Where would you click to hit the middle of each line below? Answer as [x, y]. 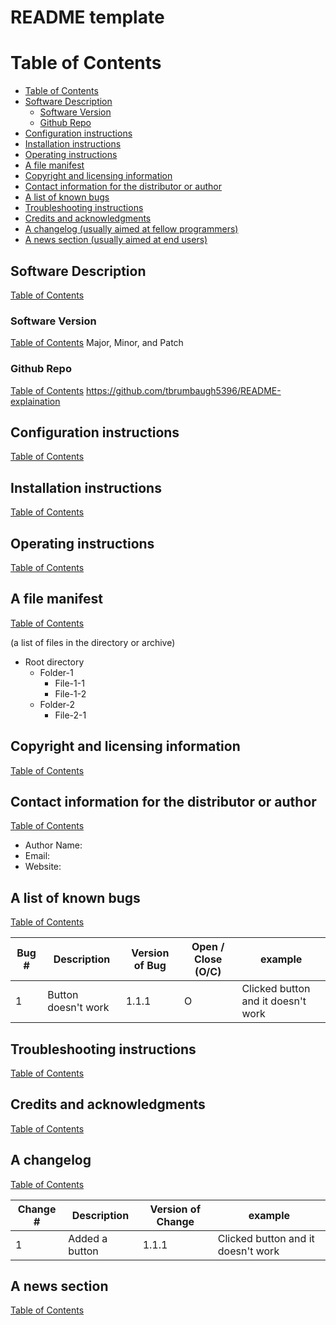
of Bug [150, 966]
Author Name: [53, 845]
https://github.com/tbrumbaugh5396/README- [184, 390]
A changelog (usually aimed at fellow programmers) [131, 229]
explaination [35, 401]
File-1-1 [69, 683]
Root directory [54, 662]
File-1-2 [70, 693]
